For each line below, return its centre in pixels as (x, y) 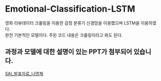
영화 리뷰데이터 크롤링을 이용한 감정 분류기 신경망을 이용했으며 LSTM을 (72, 23)
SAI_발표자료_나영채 (24, 73)
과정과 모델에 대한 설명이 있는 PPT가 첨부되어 (69, 52)
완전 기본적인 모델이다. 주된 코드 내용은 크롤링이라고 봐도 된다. (64, 35)
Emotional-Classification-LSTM (70, 9)
